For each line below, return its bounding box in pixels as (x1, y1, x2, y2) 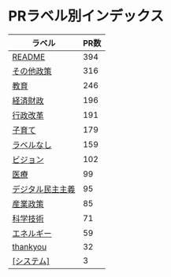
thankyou (12, 241, 47, 252)
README (12, 51, 46, 62)
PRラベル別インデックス (8, 7, 164, 25)
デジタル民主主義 (12, 183, 76, 194)
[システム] (12, 255, 50, 266)
